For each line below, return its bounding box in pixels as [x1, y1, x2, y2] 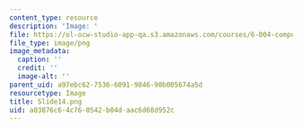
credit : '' [17, 64, 58, 73]
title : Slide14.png [9, 96, 83, 106]
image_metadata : [9, 47, 70, 56]
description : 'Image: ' [9, 22, 99, 31]
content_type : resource [9, 13, 99, 23]
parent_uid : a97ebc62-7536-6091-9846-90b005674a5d [9, 80, 203, 89]
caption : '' [17, 55, 63, 64]
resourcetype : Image [9, 88, 87, 97]
